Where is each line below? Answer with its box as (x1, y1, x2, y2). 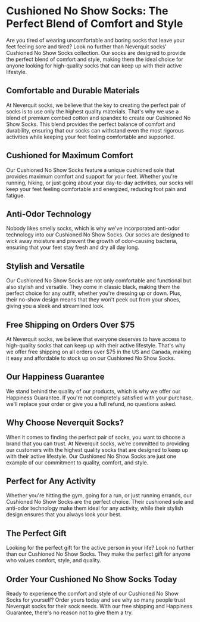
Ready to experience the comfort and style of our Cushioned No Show (6, 590, 179, 598)
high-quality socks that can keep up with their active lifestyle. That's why (6, 342, 186, 349)
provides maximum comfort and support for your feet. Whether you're (6, 173, 178, 180)
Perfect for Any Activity (6, 476, 96, 486)
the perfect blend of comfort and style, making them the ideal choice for (6, 56, 183, 63)
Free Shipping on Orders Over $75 (6, 319, 135, 330)
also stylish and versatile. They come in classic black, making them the (6, 284, 180, 291)
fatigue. (6, 192, 25, 199)
